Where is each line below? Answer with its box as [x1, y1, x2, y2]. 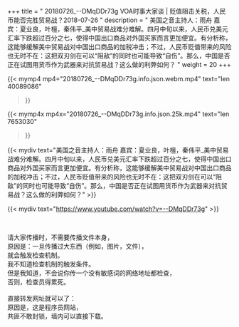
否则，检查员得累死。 [7, 278, 70, 286]
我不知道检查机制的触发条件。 [7, 260, 95, 268]
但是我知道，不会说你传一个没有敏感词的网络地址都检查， [7, 269, 176, 277]
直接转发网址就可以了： [7, 294, 76, 302]
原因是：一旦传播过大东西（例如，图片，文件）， [7, 242, 148, 250]
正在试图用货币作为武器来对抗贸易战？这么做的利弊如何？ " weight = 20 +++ [7, 61, 231, 68]
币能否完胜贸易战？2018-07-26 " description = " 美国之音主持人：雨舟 [7, 16, 212, 24]
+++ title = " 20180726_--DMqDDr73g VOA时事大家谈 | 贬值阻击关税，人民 [7, 7, 226, 15]
